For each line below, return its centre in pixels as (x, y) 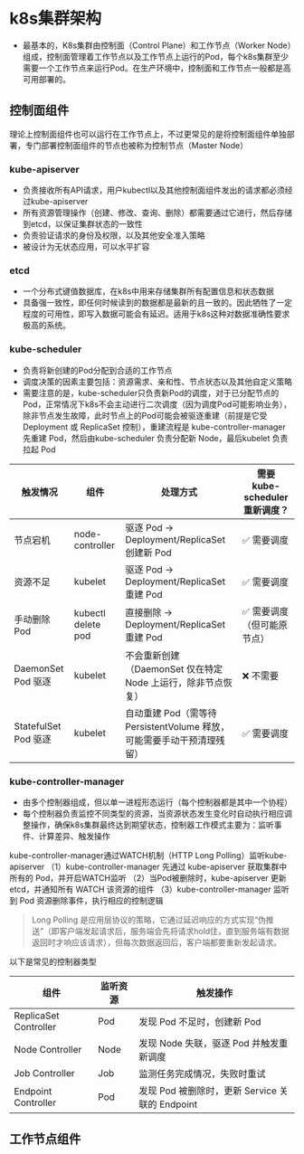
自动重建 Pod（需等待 (171, 713)
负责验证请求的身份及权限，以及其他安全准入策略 (114, 235)
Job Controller (44, 1073)
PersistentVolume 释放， (177, 726)
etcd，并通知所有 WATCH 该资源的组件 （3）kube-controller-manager (140, 889)
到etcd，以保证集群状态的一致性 (82, 224)
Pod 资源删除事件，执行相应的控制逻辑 (91, 900)
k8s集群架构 (56, 19)
